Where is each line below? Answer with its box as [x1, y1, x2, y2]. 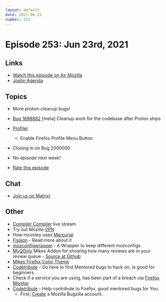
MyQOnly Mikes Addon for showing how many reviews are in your [12, 248, 151, 254]
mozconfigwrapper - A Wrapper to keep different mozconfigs [12, 242, 141, 248]
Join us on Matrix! [12, 193, 51, 199]
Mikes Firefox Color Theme [12, 258, 69, 265]
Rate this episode [12, 165, 49, 171]
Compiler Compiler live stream [12, 221, 76, 227]
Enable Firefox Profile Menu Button [20, 135, 93, 141]
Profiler [12, 125, 28, 132]
